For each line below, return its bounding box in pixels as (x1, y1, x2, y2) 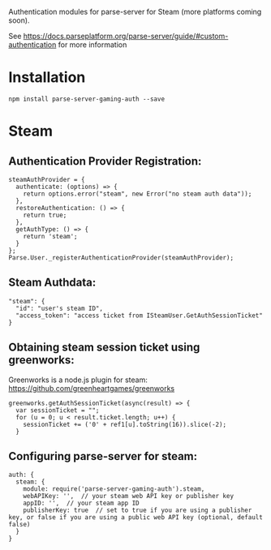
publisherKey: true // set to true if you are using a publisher (23, 506, 252, 514)
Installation (8, 68, 86, 87)
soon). (8, 15, 30, 25)
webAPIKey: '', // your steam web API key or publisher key (23, 492, 234, 501)
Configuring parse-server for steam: (8, 449, 198, 463)
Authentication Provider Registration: (8, 154, 202, 168)
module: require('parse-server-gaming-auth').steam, (23, 485, 205, 493)
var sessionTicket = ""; (15, 406, 100, 415)
